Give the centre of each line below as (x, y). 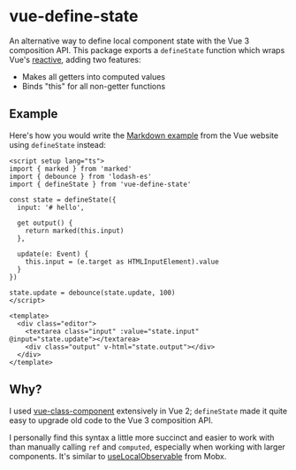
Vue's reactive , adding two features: (75, 59)
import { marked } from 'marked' (71, 169)
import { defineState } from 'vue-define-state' (100, 184)
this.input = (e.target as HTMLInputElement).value (122, 262)
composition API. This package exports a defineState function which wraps (147, 50)
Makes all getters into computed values (94, 76)
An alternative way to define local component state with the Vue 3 (129, 41)
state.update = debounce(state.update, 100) (92, 293)
